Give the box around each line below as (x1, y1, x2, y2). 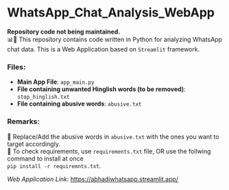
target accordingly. (7, 139, 60, 148)
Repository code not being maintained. (7, 27, 121, 36)
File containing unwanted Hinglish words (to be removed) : (16, 85, 186, 93)
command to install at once (7, 154, 84, 163)
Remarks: (7, 117, 40, 126)
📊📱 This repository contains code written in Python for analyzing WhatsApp (7, 35, 223, 43)
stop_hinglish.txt (16, 94, 70, 101)
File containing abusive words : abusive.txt (16, 99, 142, 108)
